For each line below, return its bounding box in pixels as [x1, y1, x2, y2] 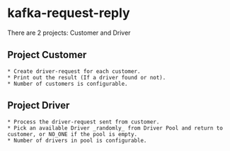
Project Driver [7, 99, 70, 111]
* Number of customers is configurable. [7, 80, 129, 87]
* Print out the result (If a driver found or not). [7, 74, 166, 81]
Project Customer [7, 49, 87, 61]
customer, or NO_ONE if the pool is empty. [7, 130, 138, 138]
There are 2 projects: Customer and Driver [7, 28, 131, 37]
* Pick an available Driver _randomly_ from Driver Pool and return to [7, 124, 223, 132]
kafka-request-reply [7, 5, 130, 21]
